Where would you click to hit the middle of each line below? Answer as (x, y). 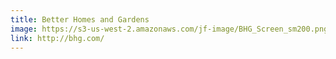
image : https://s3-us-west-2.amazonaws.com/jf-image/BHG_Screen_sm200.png (169, 29)
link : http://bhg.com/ (57, 38)
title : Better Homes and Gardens (80, 19)
